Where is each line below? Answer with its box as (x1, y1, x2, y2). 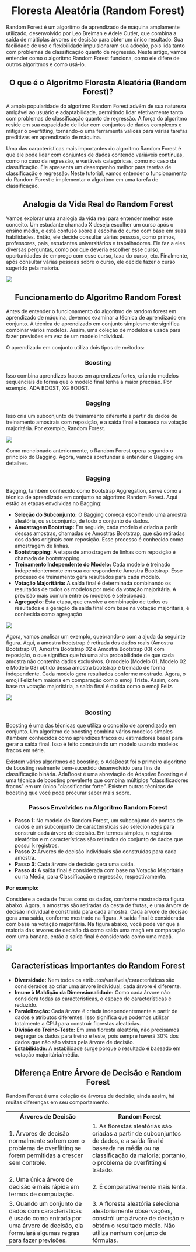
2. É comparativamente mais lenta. (92, 1183, 187, 1191)
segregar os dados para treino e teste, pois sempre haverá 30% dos (14, 1032, 179, 1040)
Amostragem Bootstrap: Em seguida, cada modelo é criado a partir (14, 524, 178, 531)
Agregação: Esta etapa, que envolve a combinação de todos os (14, 598, 168, 605)
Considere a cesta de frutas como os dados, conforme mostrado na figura (6, 896, 185, 903)
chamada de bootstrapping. (14, 555, 82, 562)
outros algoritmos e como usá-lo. (6, 60, 86, 68)
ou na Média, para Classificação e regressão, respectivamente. (14, 873, 167, 880)
